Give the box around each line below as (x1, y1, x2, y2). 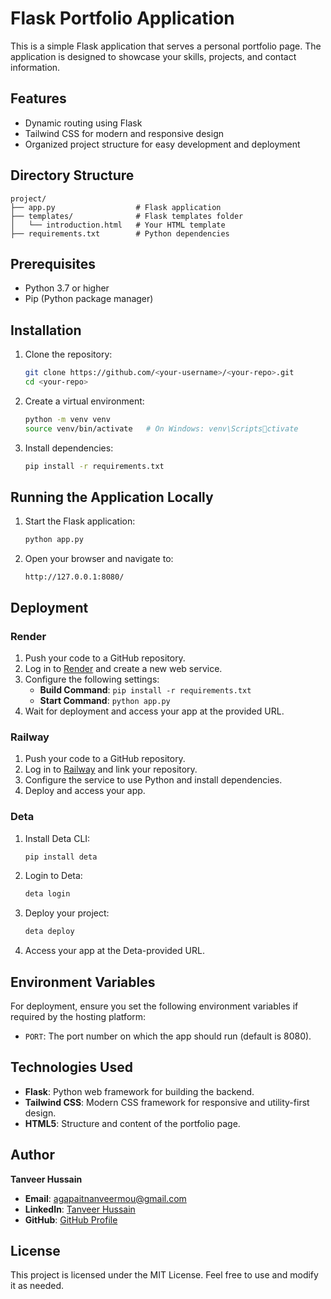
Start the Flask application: (24, 515, 136, 527)
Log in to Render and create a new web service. (24, 662, 223, 674)
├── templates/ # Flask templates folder (10, 211, 244, 221)
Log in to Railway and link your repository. (24, 763, 198, 776)
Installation (10, 322, 82, 339)
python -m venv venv (24, 414, 111, 424)
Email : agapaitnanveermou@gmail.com (24, 1192, 187, 1204)
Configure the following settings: (24, 673, 160, 685)
